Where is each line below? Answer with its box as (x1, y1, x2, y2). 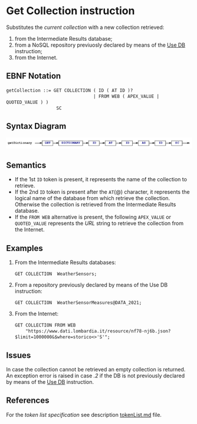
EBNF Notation (6, 71, 61, 81)
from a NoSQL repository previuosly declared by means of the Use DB (14, 41, 186, 48)
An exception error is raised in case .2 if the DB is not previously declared (6, 372, 185, 379)
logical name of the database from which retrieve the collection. (14, 195, 170, 202)
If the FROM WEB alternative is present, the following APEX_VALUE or (14, 214, 171, 221)
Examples (6, 243, 43, 253)
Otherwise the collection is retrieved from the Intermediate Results (14, 201, 176, 208)
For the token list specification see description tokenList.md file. (6, 411, 162, 418)
